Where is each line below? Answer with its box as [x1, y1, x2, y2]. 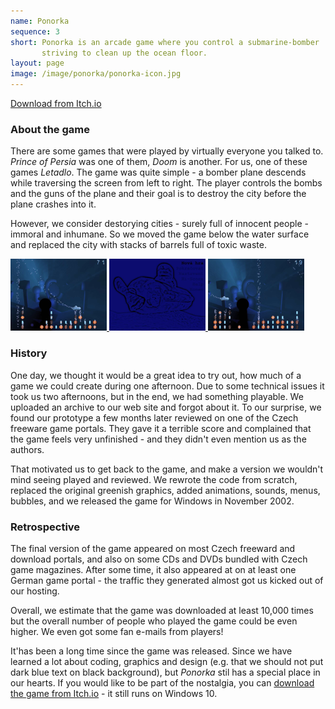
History [10, 346, 48, 360]
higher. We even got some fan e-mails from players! [10, 625, 224, 637]
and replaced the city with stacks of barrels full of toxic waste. [10, 239, 267, 251]
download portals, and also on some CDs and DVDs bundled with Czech [10, 553, 308, 565]
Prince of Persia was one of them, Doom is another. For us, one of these [10, 156, 308, 168]
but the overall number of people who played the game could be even [10, 615, 298, 627]
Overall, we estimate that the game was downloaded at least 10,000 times [10, 604, 314, 616]
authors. [10, 443, 45, 455]
